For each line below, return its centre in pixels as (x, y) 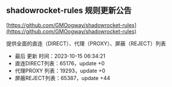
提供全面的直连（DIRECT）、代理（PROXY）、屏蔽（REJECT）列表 (86, 43)
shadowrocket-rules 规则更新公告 (69, 11)
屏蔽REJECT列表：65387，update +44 (63, 78)
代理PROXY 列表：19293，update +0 (60, 71)
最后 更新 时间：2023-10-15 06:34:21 (60, 56)
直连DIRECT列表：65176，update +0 (60, 63)
